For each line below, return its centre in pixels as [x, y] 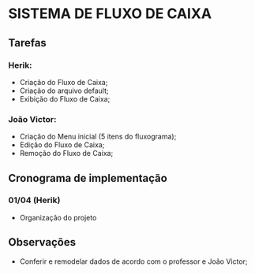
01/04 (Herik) [34, 200]
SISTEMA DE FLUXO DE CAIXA [110, 14]
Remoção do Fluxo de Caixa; [66, 154]
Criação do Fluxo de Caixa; [64, 82]
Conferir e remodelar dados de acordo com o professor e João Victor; [133, 261]
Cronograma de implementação [88, 178]
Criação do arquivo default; [64, 91]
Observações [42, 242]
